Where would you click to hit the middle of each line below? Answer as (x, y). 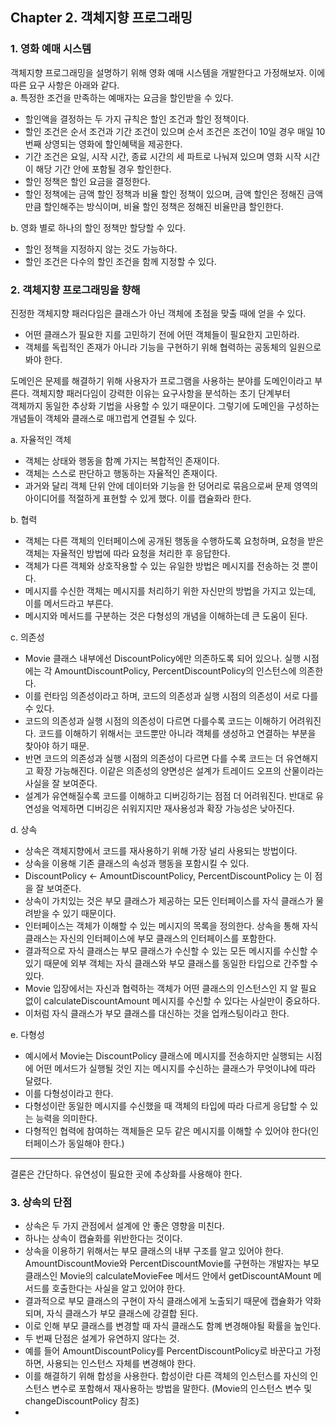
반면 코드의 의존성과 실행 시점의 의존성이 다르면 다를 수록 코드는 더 (154, 758)
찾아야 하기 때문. (57, 745)
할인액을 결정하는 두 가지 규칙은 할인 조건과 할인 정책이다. (137, 119)
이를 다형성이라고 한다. (69, 1093)
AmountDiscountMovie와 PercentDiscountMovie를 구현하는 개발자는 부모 (172, 1264)
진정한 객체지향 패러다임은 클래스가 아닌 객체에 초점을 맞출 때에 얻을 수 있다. (158, 313)
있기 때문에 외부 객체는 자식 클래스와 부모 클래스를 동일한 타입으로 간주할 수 (171, 963)
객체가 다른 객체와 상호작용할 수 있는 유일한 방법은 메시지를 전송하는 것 (162, 565)
